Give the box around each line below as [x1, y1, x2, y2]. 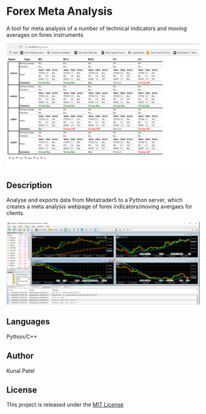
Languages [6, 316, 50, 327]
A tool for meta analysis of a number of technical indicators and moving [6, 25, 187, 32]
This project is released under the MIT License [6, 401, 124, 408]
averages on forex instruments [6, 31, 84, 38]
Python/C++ [6, 333, 38, 340]
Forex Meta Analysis [6, 4, 113, 18]
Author [6, 351, 34, 361]
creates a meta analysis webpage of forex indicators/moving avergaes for [6, 203, 193, 210]
